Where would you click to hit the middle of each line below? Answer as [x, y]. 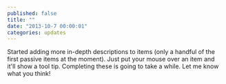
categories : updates [37, 32]
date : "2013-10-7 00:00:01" [48, 26]
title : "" [21, 20]
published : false [32, 13]
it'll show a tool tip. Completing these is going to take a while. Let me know [113, 66]
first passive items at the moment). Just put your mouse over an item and [111, 59]
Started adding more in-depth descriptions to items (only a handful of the [111, 52]
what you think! [29, 74]
